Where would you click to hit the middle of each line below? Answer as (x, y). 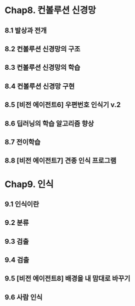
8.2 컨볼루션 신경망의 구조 (42, 49)
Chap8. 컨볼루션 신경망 (50, 10)
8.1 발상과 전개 (26, 30)
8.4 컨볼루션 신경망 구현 (40, 86)
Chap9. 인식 (29, 184)
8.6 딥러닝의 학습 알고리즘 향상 (49, 123)
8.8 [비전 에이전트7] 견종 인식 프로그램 (60, 161)
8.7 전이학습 (23, 142)
